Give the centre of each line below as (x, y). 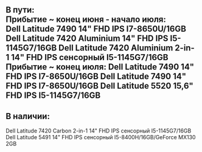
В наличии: (28, 116)
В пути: (20, 10)
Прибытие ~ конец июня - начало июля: (86, 20)
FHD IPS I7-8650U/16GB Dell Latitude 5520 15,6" (100, 86)
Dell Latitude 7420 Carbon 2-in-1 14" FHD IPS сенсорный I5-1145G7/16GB (99, 131)
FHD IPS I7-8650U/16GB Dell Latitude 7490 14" (96, 76)
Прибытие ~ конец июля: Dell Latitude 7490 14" (100, 67)
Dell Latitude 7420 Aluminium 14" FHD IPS (87, 39)
